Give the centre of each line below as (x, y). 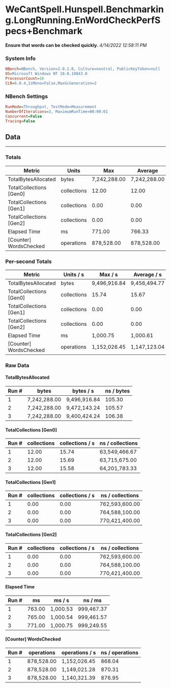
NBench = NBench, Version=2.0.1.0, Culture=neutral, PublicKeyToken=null (83, 69)
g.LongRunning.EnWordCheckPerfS (83, 20)
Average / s (147, 274)
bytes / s (83, 391)
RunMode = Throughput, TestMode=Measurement (51, 107)
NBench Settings (27, 96)
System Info (21, 58)
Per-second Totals (28, 261)
